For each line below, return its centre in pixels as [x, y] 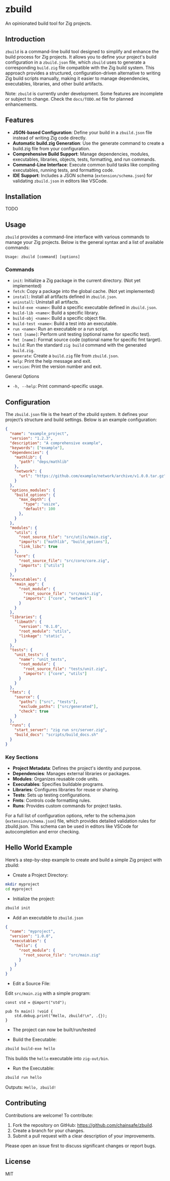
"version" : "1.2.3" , [31, 439]
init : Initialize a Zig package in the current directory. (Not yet [76, 281]
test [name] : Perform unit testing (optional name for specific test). [81, 334]
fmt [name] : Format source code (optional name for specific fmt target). [87, 340]
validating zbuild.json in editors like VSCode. [60, 181]
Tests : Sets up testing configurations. [52, 795]
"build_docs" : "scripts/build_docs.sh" [56, 735]
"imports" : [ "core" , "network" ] [58, 598]
